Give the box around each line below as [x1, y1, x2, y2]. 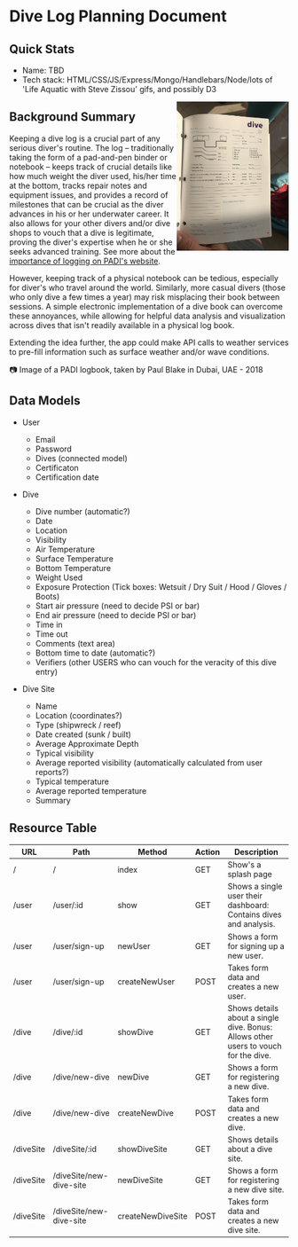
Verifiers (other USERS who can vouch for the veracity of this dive [35, 656, 277, 667]
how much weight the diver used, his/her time [9, 170, 177, 181]
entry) [35, 666, 59, 677]
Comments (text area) [35, 638, 115, 648]
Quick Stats [9, 42, 75, 57]
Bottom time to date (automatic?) [35, 647, 156, 658]
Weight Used [35, 572, 83, 583]
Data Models [9, 393, 81, 409]
